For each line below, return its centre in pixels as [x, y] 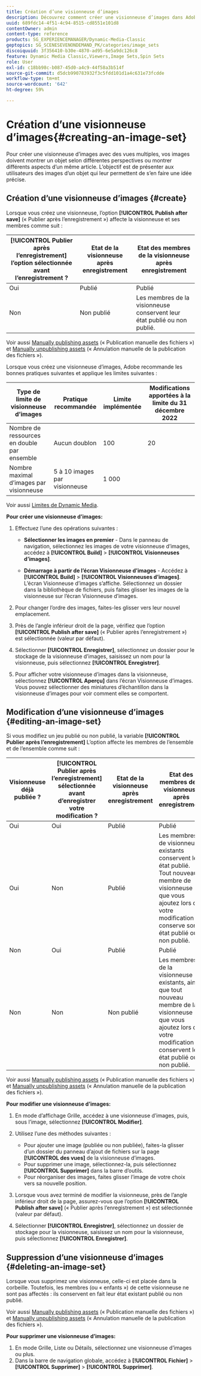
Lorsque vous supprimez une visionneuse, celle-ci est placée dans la [91, 1281]
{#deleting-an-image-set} [56, 1267]
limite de [28, 399]
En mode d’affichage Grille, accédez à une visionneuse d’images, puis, [102, 1116]
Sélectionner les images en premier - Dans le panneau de [96, 539]
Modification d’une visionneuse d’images [85, 712]
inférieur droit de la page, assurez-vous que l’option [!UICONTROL [97, 1202]
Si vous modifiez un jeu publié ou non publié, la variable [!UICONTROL [93, 736]
